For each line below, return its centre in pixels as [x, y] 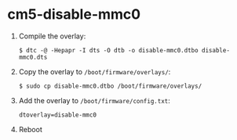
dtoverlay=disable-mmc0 [58, 115]
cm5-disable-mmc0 [74, 14]
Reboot [30, 129]
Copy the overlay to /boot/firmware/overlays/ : [95, 71]
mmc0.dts [33, 57]
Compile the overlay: [52, 36]
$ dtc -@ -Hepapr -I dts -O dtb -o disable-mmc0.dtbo [108, 50]
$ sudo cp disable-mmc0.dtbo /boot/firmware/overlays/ [110, 86]
